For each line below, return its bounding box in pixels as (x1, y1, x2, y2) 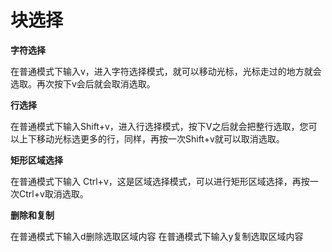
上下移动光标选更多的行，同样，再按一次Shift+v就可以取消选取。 (18, 132, 285, 145)
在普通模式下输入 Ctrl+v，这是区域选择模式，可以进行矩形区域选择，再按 (10, 175, 310, 187)
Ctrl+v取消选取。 (18, 187, 89, 200)
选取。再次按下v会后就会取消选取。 (10, 77, 156, 90)
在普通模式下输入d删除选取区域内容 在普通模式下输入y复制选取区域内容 (10, 230, 304, 242)
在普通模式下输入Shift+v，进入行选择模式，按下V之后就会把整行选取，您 (10, 120, 309, 132)
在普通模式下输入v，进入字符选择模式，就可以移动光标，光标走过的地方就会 (10, 65, 322, 77)
